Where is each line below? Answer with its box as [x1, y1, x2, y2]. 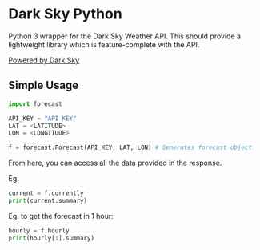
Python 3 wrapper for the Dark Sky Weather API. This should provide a [8, 31, 242, 41]
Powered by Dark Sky [8, 55, 80, 65]
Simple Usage [8, 79, 79, 92]
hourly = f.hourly [8, 226, 70, 235]
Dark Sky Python [8, 5, 122, 23]
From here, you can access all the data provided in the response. [8, 158, 222, 168]
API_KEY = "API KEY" [8, 114, 78, 123]
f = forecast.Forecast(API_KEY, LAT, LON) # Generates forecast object [8, 143, 252, 152]
